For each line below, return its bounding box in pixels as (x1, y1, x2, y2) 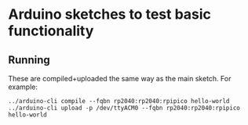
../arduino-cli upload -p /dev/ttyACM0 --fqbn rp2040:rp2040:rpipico (8, 104, 241, 112)
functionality (8, 22, 94, 40)
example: (8, 82, 38, 91)
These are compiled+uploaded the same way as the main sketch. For (8, 74, 232, 83)
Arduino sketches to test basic (8, 5, 212, 23)
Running (8, 53, 51, 66)
